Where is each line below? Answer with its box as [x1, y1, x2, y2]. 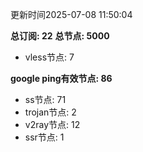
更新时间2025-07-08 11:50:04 [10, 9, 133, 20]
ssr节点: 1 [24, 131, 65, 143]
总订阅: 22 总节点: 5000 [10, 30, 110, 42]
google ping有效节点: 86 [10, 73, 113, 84]
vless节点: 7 [24, 51, 75, 63]
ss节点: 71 [24, 94, 67, 105]
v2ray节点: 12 [24, 119, 81, 130]
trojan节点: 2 [24, 106, 77, 118]
